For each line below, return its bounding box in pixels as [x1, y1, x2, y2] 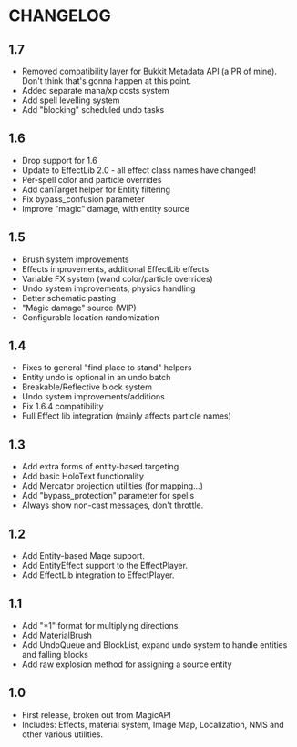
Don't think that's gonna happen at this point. [21, 76, 192, 86]
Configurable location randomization [21, 311, 159, 323]
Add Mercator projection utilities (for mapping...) [21, 480, 204, 491]
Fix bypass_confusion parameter [21, 193, 145, 205]
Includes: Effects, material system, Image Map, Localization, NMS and [21, 719, 284, 730]
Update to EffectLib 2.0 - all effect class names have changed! [21, 165, 257, 176]
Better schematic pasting [21, 292, 117, 303]
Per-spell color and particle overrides [21, 174, 162, 185]
